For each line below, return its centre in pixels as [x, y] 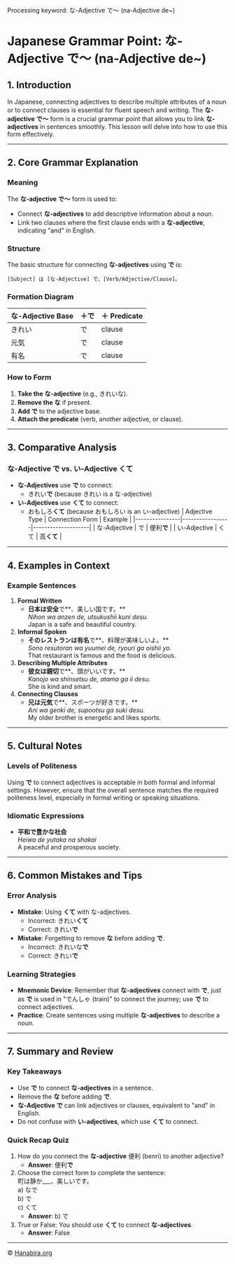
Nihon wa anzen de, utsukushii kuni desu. [88, 617]
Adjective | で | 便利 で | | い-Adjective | [162, 528]
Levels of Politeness [42, 766]
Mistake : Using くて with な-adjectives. [74, 912]
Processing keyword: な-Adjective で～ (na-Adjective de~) [91, 10]
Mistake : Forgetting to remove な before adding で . [91, 938]
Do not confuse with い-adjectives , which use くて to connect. [108, 1121]
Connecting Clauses [48, 694]
